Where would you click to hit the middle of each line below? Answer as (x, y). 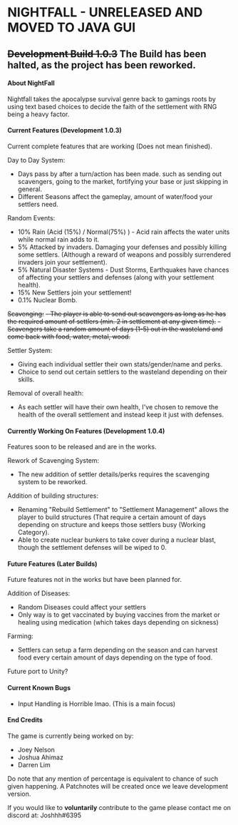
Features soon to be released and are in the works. (82, 447)
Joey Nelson (36, 749)
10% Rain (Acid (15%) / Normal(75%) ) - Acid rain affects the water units (124, 232)
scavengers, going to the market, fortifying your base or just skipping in (123, 181)
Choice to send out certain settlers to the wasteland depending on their (122, 371)
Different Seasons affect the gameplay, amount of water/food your (115, 196)
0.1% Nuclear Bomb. (47, 299)
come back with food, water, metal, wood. (69, 337)
